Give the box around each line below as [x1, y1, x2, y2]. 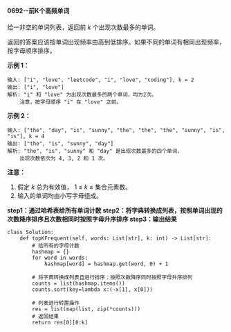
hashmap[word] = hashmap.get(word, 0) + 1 [44, 260, 169, 267]
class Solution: [7, 229, 54, 236]
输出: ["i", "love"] [7, 84, 64, 91]
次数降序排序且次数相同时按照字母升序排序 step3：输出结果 [7, 215, 178, 224]
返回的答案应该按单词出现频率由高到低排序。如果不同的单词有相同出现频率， [7, 38, 225, 47]
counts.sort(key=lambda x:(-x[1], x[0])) [32, 286, 154, 293]
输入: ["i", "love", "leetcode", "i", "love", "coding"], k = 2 [7, 76, 194, 83]
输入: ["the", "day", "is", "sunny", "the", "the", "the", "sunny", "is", [7, 127, 225, 134]
